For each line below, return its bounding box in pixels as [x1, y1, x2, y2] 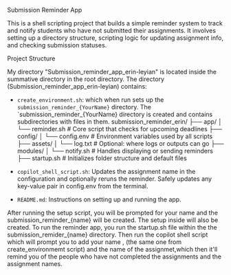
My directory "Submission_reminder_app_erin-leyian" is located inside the [7, 68, 217, 76]
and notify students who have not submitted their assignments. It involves [7, 27, 217, 34]
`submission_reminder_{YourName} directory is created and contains [16, 110, 213, 118]
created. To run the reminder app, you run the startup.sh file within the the [7, 223, 218, 231]
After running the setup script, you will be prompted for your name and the [7, 209, 219, 217]
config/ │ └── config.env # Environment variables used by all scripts [16, 132, 213, 140]
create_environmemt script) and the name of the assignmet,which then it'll [7, 245, 218, 253]
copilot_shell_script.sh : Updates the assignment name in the [16, 168, 196, 175]
